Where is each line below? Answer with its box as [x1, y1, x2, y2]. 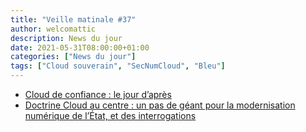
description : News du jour [10, 33, 123, 43]
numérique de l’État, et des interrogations [24, 110, 197, 121]
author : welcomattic [10, 24, 97, 34]
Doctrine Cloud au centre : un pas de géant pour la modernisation [24, 99, 296, 111]
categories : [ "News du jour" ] [10, 52, 137, 62]
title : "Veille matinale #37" [10, 14, 137, 25]
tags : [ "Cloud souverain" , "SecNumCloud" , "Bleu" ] [10, 61, 226, 71]
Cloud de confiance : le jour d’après [24, 89, 172, 100]
